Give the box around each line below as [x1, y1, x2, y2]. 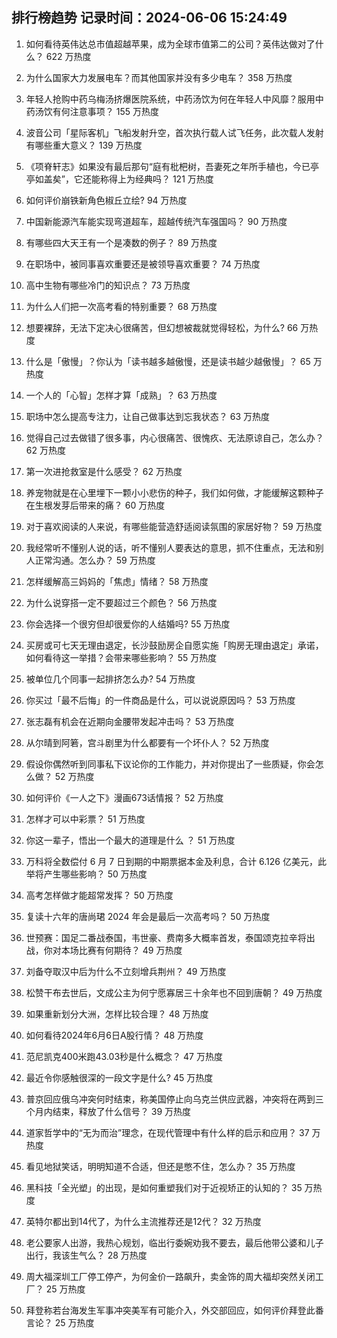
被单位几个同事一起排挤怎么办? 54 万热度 [25, 673, 196, 685]
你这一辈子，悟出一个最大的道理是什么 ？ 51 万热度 [25, 834, 236, 846]
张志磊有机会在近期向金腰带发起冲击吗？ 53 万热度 [25, 715, 235, 727]
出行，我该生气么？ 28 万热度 [25, 1249, 148, 1261]
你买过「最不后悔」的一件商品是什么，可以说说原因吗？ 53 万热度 [25, 694, 296, 706]
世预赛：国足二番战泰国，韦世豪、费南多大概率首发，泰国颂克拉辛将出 [25, 931, 316, 943]
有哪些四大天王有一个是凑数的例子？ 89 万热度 [25, 236, 218, 248]
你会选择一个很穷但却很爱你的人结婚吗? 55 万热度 [25, 618, 231, 630]
